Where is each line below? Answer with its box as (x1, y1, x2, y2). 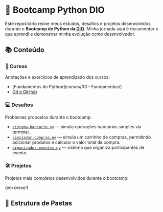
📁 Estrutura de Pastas (5, 199, 72, 207)
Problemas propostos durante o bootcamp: (5, 114, 92, 120)
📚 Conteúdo (5, 46, 45, 54)
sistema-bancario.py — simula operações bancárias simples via (12, 123, 141, 129)
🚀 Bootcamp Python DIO (5, 4, 105, 16)
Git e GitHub (12, 89, 37, 94)
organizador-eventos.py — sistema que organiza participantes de (12, 144, 144, 150)
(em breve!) (5, 185, 28, 190)
